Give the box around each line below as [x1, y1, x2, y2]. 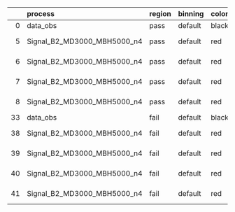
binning [178, 9, 204, 18]
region [149, 9, 171, 18]
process [27, 9, 55, 18]
